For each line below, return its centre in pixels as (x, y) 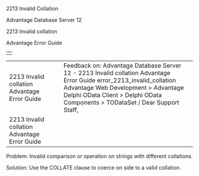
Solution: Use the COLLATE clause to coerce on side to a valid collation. (94, 167)
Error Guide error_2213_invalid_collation (120, 80)
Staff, (71, 110)
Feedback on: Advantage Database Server (122, 66)
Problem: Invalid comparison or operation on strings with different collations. (99, 156)
